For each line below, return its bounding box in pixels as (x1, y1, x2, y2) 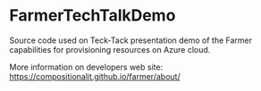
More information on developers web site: (9, 62, 164, 72)
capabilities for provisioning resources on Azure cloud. (9, 44, 211, 54)
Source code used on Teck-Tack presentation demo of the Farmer (9, 35, 253, 45)
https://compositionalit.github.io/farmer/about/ (9, 70, 181, 81)
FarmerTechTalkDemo (9, 5, 176, 26)
